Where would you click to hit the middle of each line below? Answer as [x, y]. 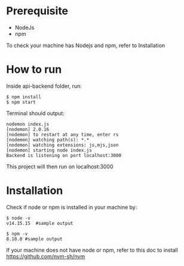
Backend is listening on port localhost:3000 [64, 155]
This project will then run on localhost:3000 [60, 166]
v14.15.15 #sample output [40, 223]
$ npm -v [17, 234]
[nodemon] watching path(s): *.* [48, 140]
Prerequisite [37, 11]
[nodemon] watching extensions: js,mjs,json [62, 145]
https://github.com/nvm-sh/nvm [46, 256]
